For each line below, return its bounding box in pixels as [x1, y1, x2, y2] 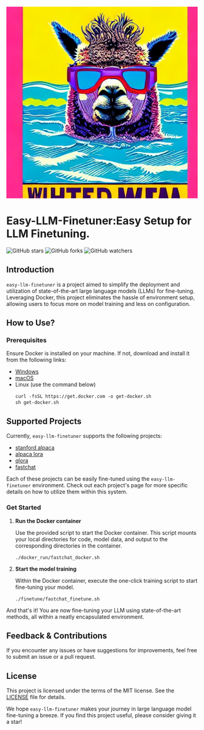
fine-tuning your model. [15, 583, 75, 591]
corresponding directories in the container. [15, 542, 123, 549]
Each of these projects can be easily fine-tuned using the [6, 475, 150, 482]
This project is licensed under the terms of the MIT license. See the [6, 687, 175, 694]
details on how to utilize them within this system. [6, 488, 127, 496]
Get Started [6, 503, 41, 512]
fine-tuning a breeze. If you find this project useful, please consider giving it [6, 712, 196, 719]
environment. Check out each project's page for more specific [32, 482, 188, 489]
